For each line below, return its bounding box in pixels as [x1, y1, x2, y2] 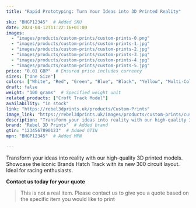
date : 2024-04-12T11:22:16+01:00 [6, 25, 87, 30]
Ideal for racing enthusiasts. [6, 167, 73, 174]
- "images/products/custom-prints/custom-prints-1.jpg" [11, 41, 150, 47]
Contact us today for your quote [6, 178, 86, 185]
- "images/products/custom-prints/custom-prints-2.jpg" [11, 46, 150, 53]
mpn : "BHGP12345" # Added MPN [6, 133, 82, 139]
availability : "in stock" [6, 100, 69, 106]
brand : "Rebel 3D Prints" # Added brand [6, 122, 108, 129]
